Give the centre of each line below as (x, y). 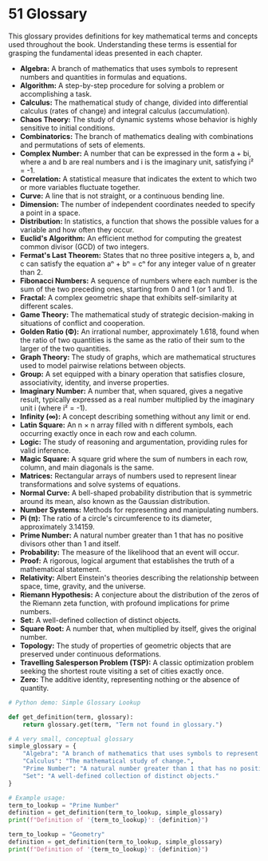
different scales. (46, 306)
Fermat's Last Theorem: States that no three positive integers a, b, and (137, 255)
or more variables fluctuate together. (80, 187)
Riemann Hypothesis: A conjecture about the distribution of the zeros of (139, 594)
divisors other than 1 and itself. (70, 543)
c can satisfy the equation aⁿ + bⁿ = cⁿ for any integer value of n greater (138, 264)
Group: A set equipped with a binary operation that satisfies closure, (132, 374)
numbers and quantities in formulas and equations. (103, 77)
